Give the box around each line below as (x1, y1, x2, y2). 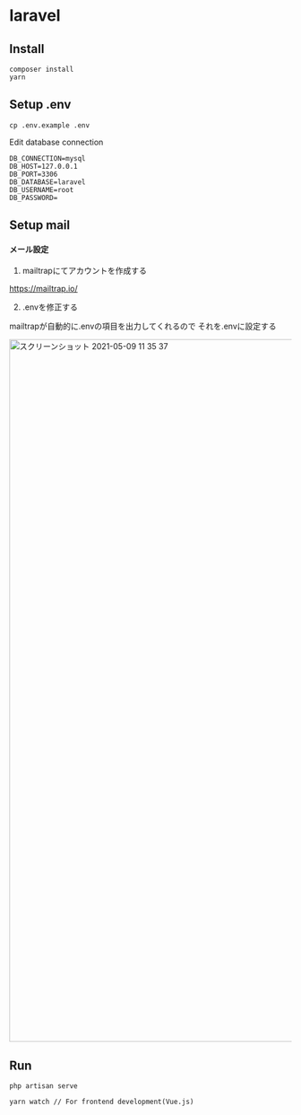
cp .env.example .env (9, 120, 90, 130)
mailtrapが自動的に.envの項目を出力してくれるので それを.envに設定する (9, 320, 277, 332)
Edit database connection (9, 136, 104, 147)
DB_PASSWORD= (9, 193, 58, 202)
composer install (9, 65, 74, 74)
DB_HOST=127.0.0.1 (9, 162, 78, 171)
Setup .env (9, 97, 72, 112)
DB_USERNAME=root (9, 185, 74, 194)
